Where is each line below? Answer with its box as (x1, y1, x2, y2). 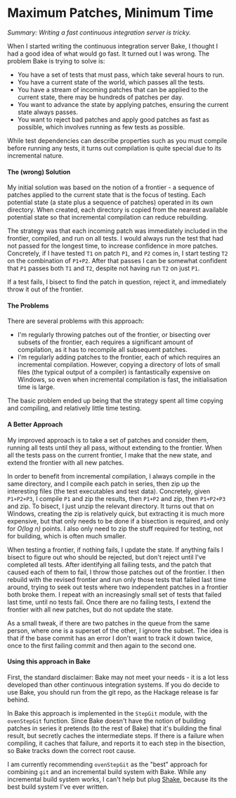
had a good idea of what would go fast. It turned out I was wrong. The (7, 49, 209, 58)
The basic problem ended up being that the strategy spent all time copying (7, 396, 223, 405)
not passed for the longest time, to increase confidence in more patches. (7, 241, 218, 251)
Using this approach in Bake (7, 657, 91, 666)
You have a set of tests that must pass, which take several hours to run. (17, 70, 225, 79)
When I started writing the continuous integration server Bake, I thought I (7, 42, 218, 50)
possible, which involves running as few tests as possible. (17, 122, 185, 131)
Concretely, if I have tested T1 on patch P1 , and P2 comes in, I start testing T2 (7, 249, 228, 258)
